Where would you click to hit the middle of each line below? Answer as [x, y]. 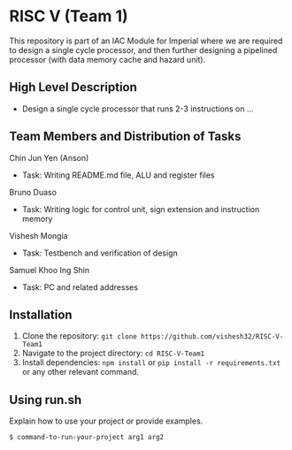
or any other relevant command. [81, 372]
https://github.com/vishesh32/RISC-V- [212, 337]
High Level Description [73, 87]
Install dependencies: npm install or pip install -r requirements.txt [151, 362]
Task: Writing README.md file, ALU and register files [118, 175]
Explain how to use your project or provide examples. [106, 421]
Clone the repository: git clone [79, 336]
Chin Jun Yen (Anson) [49, 157]
